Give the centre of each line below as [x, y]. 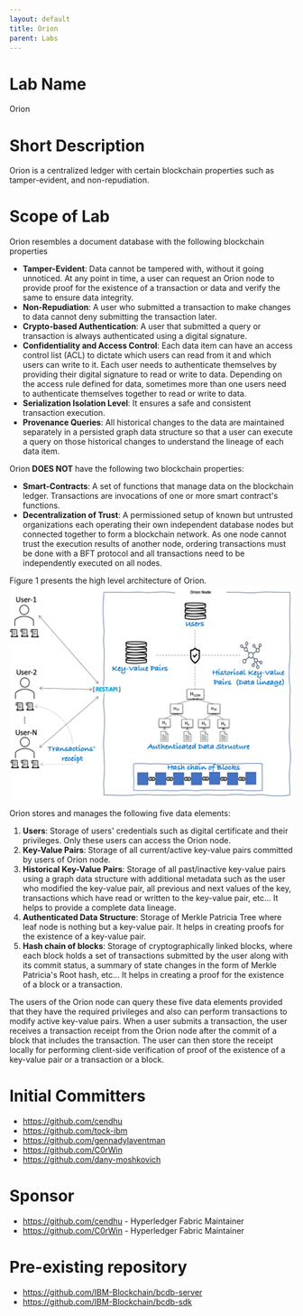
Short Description [78, 146]
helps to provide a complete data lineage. [99, 907]
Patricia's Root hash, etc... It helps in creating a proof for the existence [153, 975]
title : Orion [34, 28]
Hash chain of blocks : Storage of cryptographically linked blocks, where [157, 946]
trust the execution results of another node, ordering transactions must [154, 544]
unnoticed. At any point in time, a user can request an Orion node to [148, 278]
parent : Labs [34, 38]
